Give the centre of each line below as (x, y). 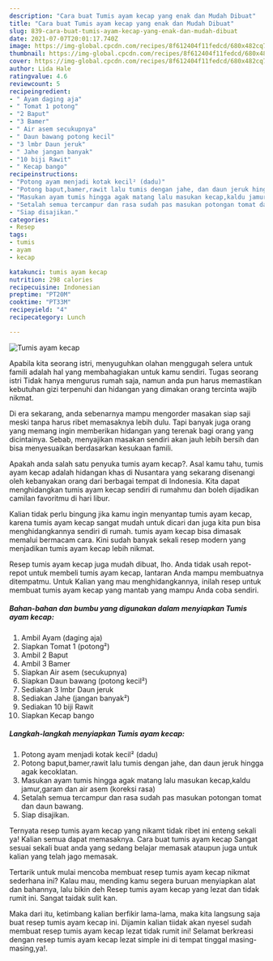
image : (20, 46)
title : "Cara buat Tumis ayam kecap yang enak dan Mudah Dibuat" (122, 24)
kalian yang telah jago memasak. (64, 856)
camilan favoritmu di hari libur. (60, 498)
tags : (18, 235)
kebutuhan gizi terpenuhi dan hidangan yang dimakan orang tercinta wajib (133, 389)
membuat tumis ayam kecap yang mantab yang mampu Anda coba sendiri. (134, 590)
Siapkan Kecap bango (58, 715)
